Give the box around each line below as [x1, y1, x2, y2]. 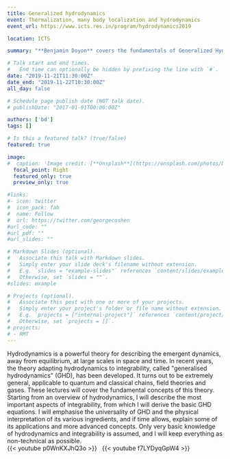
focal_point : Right [13, 166, 69, 173]
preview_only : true [13, 179, 69, 186]
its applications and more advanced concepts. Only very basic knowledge [7, 422, 216, 430]
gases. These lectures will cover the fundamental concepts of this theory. [7, 386, 215, 394]
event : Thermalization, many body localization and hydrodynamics [7, 16, 201, 23]
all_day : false [7, 85, 51, 92]
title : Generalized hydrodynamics [7, 10, 106, 17]
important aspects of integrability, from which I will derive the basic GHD [7, 400, 212, 408]
